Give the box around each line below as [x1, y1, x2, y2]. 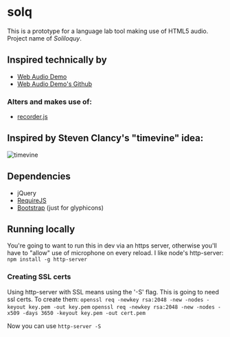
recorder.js [16, 113, 48, 121]
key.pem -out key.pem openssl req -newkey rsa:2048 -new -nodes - [28, 303, 221, 310]
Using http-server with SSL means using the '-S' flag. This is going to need [7, 287, 220, 296]
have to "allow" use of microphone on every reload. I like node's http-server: [7, 249, 224, 257]
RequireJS [16, 196, 47, 204]
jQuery [16, 188, 36, 197]
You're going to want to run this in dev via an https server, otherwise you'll [7, 241, 218, 250]
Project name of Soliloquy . [7, 34, 82, 42]
